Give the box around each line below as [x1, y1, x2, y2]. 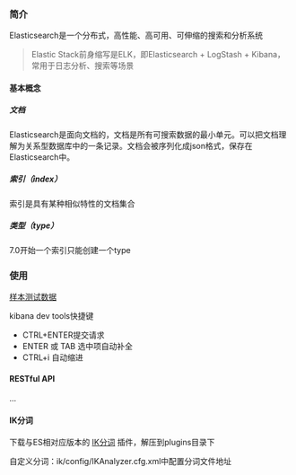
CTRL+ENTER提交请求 [22, 330, 105, 340]
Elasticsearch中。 [9, 151, 74, 163]
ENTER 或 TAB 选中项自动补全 [22, 341, 133, 352]
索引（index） [9, 173, 63, 185]
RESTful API [9, 373, 56, 383]
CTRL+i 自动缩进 [22, 352, 83, 363]
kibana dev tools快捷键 [9, 311, 94, 321]
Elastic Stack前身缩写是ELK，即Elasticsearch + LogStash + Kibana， [30, 49, 285, 60]
